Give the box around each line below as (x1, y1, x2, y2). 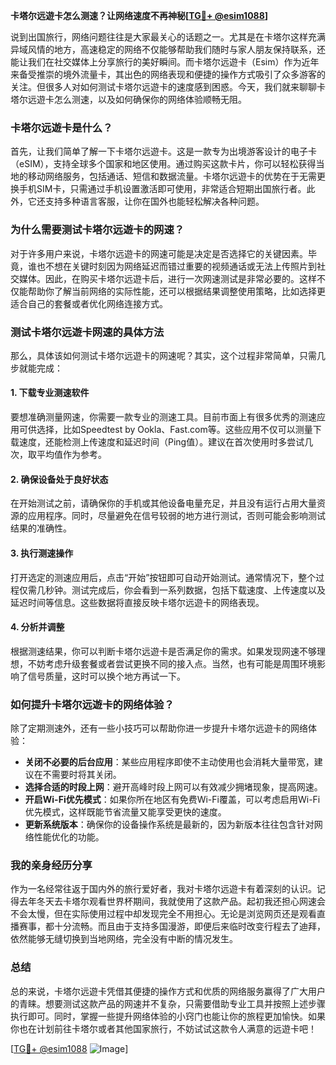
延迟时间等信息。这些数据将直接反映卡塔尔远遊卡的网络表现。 (10, 596, 265, 608)
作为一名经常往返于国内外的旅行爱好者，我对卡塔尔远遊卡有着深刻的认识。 (10, 883, 317, 895)
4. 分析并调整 (10, 621, 65, 633)
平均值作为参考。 (36, 449, 107, 461)
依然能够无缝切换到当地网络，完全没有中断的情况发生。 (10, 933, 238, 945)
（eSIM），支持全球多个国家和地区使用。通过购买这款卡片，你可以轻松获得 (10, 158, 317, 170)
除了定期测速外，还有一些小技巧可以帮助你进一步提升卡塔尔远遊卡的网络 (10, 722, 308, 734)
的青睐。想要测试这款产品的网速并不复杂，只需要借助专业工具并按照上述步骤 (10, 997, 326, 1009)
